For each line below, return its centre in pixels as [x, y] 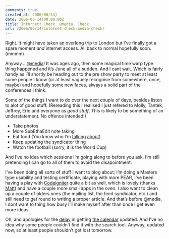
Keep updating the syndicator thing [49, 142]
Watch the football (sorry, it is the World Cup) [60, 147]
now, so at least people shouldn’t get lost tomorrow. [59, 230]
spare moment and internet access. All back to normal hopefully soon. [78, 48]
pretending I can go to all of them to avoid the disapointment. [69, 162]
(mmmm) [15, 54]
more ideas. [18, 210]
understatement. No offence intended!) [46, 116]
